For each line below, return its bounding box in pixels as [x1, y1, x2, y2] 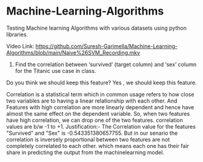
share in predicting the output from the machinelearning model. [6, 149, 165, 156]
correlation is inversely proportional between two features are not [6, 135, 170, 143]
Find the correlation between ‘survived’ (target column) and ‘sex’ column [15, 61, 197, 68]
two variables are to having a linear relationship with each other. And [6, 97, 178, 104]
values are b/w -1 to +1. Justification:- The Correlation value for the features [6, 123, 196, 130]
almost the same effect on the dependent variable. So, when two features [6, 110, 190, 117]
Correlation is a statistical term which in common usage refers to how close [6, 90, 195, 98]
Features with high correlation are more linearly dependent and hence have [6, 103, 195, 110]
